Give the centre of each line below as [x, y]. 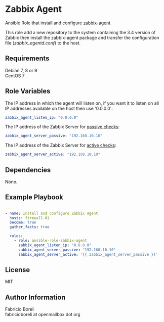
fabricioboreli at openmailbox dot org [43, 315]
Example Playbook [34, 197]
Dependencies [28, 170]
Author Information [35, 297]
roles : [16, 236]
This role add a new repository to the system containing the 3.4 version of [80, 32]
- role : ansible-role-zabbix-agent [51, 241]
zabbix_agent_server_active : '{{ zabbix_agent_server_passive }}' [88, 254]
